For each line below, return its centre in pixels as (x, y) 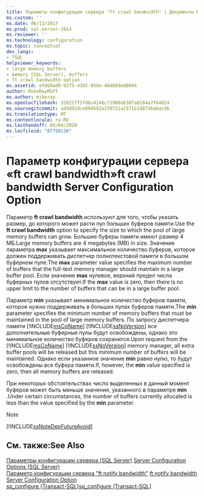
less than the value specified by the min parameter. (70, 403)
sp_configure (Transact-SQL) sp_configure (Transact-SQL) (79, 486)
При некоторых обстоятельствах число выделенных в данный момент (98, 383)
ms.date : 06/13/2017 (32, 23)
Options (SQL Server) (33, 467)
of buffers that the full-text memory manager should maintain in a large (95, 268)
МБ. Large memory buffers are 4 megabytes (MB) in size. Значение (90, 243)
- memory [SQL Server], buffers (47, 74)
